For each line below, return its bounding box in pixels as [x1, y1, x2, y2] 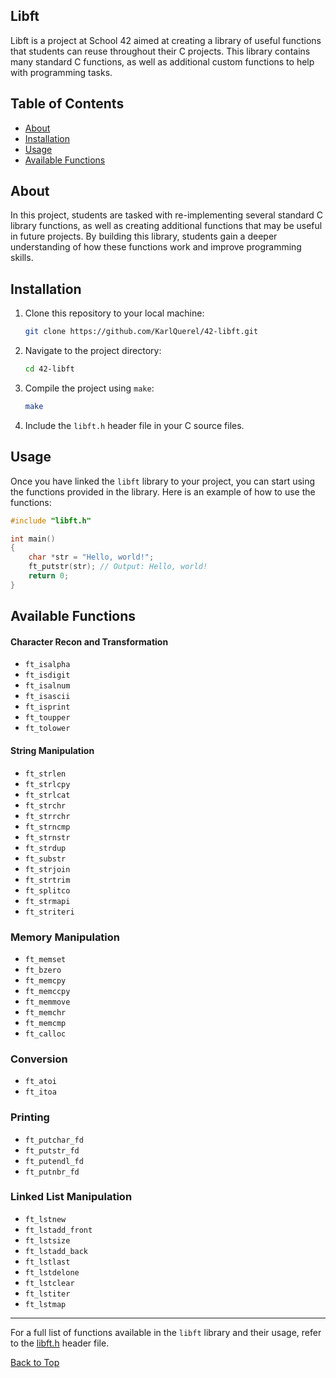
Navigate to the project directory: [24, 345, 162, 357]
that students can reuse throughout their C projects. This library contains [10, 45, 311, 57]
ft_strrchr [24, 811, 71, 821]
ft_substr [24, 854, 67, 864]
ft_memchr [24, 1007, 67, 1018]
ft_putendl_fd [24, 1156, 84, 1166]
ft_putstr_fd [24, 1145, 80, 1156]
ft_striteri [24, 907, 75, 917]
